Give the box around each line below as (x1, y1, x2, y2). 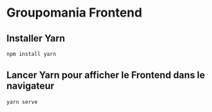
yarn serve (6, 98, 38, 105)
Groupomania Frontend (6, 5, 142, 21)
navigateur (6, 80, 55, 92)
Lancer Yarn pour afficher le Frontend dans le (6, 69, 205, 81)
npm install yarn (6, 50, 57, 57)
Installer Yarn (6, 32, 66, 44)
